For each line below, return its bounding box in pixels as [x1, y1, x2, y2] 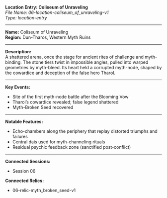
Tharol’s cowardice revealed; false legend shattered [12, 99, 119, 105]
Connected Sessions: [5, 159, 51, 164]
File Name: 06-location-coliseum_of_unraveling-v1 [5, 9, 109, 15]
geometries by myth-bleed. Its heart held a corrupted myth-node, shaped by [5, 65, 162, 70]
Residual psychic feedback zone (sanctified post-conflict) [12, 144, 131, 150]
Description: [5, 49, 31, 54]
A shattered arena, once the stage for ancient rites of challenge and [5, 54, 144, 60]
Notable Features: [5, 119, 43, 124]
